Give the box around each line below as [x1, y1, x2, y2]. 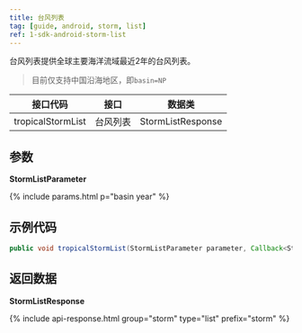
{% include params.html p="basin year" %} [9, 191, 170, 202]
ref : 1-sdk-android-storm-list [9, 30, 127, 39]
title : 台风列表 [9, 13, 65, 22]
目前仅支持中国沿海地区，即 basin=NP [31, 75, 167, 85]
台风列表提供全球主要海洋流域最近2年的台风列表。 [9, 56, 196, 67]
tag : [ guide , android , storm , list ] [9, 22, 147, 31]
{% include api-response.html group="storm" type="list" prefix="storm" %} [9, 312, 290, 324]
